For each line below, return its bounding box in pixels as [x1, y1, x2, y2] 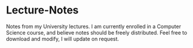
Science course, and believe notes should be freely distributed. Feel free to [6, 29, 187, 36]
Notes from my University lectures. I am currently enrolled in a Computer [6, 23, 181, 30]
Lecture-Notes [6, 4, 79, 17]
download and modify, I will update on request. [6, 35, 119, 42]
